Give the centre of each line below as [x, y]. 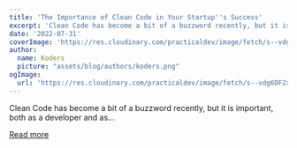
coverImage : [31, 42]
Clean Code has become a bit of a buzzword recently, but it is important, [141, 107]
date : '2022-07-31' [45, 33]
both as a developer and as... [62, 117]
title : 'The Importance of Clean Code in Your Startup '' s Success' [136, 17]
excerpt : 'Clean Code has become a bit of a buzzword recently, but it [144, 26]
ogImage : [25, 75]
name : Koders [41, 58]
